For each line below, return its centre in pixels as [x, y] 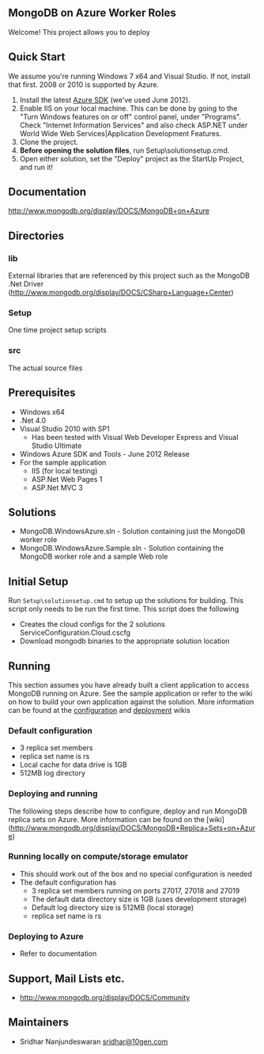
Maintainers [39, 1023]
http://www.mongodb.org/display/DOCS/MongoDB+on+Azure [109, 211]
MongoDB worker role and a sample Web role [94, 556]
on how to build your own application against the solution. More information [131, 701]
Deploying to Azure [46, 936]
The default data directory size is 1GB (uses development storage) [139, 899]
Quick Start [37, 57]
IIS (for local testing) [64, 471]
